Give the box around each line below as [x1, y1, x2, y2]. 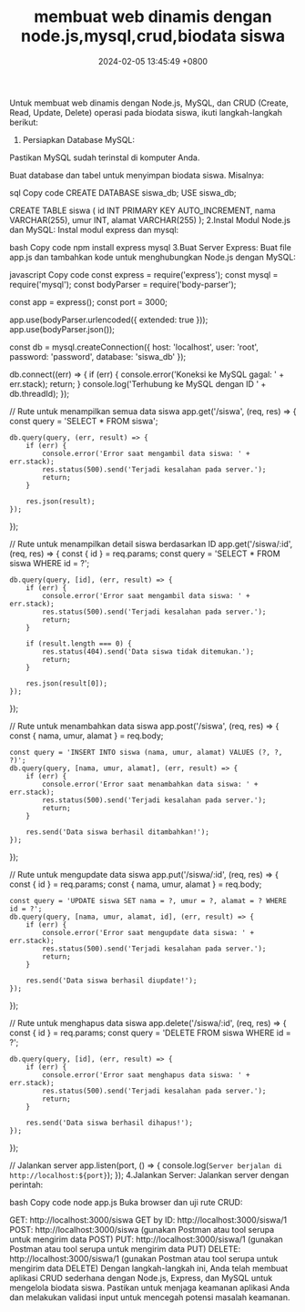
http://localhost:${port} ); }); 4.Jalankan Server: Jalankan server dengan [9, 1169, 290, 1180]
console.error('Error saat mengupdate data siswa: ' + [42, 928, 255, 937]
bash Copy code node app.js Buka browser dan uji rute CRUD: [9, 1196, 243, 1207]
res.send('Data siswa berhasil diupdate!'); [25, 976, 198, 985]
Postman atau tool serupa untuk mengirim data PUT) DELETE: [9, 1243, 241, 1254]
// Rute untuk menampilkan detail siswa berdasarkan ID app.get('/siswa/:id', [9, 538, 293, 549]
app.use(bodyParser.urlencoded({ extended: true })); [9, 314, 208, 325]
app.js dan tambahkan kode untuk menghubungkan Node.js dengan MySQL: [9, 251, 296, 262]
